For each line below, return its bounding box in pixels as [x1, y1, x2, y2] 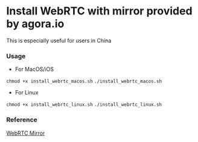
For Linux [14, 89, 39, 96]
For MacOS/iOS [14, 66, 54, 73]
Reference [6, 116, 37, 124]
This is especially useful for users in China [6, 37, 112, 44]
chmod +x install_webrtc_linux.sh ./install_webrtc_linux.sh [6, 102, 162, 108]
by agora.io [6, 17, 65, 31]
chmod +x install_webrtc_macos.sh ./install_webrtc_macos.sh [6, 78, 162, 85]
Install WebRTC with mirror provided [6, 4, 193, 18]
